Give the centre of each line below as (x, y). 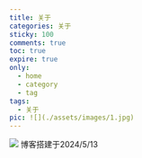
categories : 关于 (40, 26)
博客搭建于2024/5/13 (59, 145)
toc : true (28, 51)
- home (30, 76)
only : (19, 68)
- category (38, 84)
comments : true (38, 43)
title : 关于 (30, 18)
